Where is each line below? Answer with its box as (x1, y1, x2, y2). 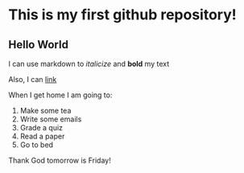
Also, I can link (8, 75, 57, 84)
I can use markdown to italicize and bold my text (8, 59, 170, 68)
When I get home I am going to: (8, 90, 113, 100)
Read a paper (19, 131, 65, 141)
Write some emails (19, 114, 82, 124)
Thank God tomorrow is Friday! (8, 155, 111, 165)
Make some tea (19, 106, 72, 115)
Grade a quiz (19, 123, 63, 132)
